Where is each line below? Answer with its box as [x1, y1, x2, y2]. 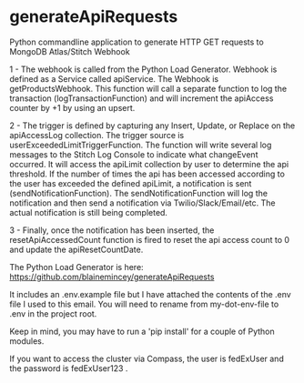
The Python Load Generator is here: [9, 261, 144, 272]
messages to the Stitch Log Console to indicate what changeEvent [9, 148, 258, 160]
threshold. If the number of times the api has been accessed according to [9, 168, 285, 179]
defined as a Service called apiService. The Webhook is [9, 73, 219, 84]
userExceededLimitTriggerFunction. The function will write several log [9, 139, 272, 150]
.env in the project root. [9, 307, 97, 319]
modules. [9, 335, 45, 347]
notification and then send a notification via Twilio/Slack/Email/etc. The [9, 197, 276, 208]
